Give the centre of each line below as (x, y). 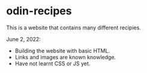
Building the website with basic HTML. (62, 51)
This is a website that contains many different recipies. (73, 28)
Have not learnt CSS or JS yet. (52, 63)
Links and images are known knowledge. (65, 57)
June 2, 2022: (23, 39)
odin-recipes (39, 11)
